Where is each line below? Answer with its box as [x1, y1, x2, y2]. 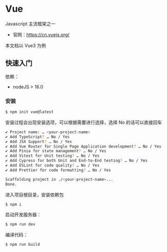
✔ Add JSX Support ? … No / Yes [5, 139, 72, 144]
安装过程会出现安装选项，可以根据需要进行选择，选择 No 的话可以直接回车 [5, 119, 162, 125]
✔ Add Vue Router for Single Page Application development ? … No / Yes [5, 144, 161, 149]
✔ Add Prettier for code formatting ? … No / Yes [5, 167, 111, 173]
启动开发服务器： [5, 212, 41, 218]
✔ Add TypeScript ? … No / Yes [5, 134, 70, 139]
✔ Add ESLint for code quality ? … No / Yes [5, 163, 100, 168]
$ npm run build [5, 242, 40, 247]
